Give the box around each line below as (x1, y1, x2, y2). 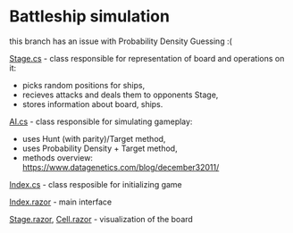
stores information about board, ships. (21, 98, 163, 109)
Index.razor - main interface (9, 196, 113, 207)
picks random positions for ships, (21, 79, 146, 90)
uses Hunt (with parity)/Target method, (21, 133, 166, 144)
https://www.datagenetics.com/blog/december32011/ (21, 162, 220, 172)
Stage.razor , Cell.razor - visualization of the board (9, 213, 194, 224)
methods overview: (21, 152, 94, 162)
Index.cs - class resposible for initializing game (9, 179, 183, 189)
